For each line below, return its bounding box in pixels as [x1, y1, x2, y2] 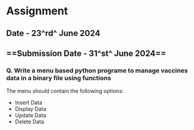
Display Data [14, 105, 47, 113]
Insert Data [14, 99, 43, 106]
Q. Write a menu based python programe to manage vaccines [6, 66, 188, 74]
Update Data [14, 112, 47, 119]
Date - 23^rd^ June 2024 [6, 28, 101, 38]
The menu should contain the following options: [6, 87, 124, 95]
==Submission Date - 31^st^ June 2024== [6, 48, 166, 58]
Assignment [6, 4, 68, 18]
